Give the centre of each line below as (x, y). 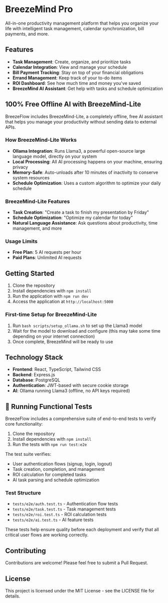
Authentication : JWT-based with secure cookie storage (70, 385)
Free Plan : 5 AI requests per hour (47, 252)
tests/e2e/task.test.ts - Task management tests (64, 509)
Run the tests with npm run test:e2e (50, 444)
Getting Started (30, 273)
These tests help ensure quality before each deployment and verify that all (82, 530)
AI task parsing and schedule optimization (56, 480)
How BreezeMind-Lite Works (41, 140)
